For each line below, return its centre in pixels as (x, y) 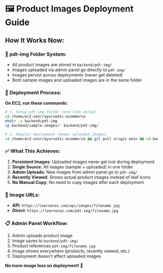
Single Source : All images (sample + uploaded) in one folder (73, 167)
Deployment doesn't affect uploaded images (57, 256)
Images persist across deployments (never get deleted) (67, 75)
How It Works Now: (35, 40)
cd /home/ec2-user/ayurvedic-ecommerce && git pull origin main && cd (78, 139)
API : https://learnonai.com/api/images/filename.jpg (66, 205)
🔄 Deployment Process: (33, 92)
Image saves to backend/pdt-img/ (45, 241)
